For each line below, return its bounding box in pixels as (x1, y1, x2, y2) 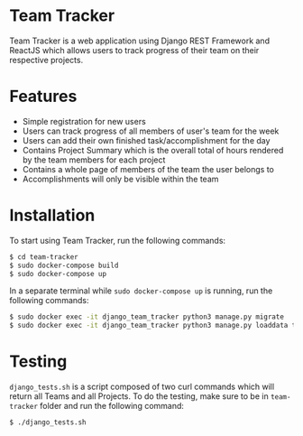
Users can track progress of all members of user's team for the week (22, 125, 280, 136)
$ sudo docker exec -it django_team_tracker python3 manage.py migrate (9, 312, 284, 321)
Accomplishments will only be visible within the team (22, 173, 219, 184)
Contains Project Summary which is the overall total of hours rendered (22, 144, 284, 155)
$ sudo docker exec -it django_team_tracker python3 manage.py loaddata (9, 321, 289, 330)
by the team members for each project (22, 154, 166, 165)
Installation (9, 205, 96, 226)
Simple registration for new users (22, 116, 146, 126)
